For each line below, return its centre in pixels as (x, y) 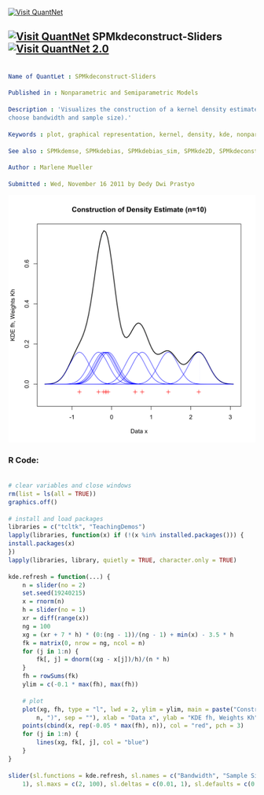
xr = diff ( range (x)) (56, 618)
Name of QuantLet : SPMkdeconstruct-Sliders (82, 76)
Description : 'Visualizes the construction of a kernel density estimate (133, 110)
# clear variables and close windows (70, 486)
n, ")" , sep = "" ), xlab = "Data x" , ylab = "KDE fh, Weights (140, 718)
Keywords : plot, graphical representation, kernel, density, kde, (121, 134)
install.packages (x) (42, 544)
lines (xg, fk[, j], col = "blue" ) (93, 742)
